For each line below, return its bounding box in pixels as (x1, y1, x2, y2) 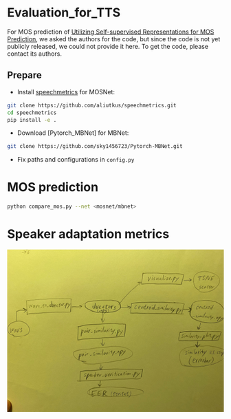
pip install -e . (7, 116, 57, 123)
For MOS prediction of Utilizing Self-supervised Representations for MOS (7, 28, 214, 36)
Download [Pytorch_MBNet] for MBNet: (16, 129, 129, 137)
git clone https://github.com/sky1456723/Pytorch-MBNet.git (7, 143, 184, 150)
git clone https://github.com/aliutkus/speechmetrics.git (7, 102, 177, 109)
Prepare (7, 69, 43, 81)
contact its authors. (7, 50, 62, 58)
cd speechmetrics (7, 109, 57, 116)
